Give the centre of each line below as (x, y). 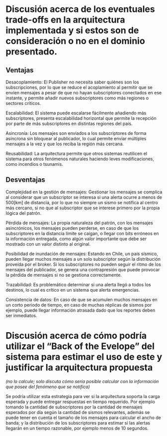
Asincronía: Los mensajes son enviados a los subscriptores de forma (76, 133)
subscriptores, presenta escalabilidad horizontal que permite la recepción (81, 118)
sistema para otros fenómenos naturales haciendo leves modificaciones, (80, 159)
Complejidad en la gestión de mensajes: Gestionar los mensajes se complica (84, 192)
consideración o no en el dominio (76, 41)
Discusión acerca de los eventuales (81, 9)
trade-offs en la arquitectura (66, 20)
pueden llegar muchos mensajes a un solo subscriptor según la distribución (83, 259)
